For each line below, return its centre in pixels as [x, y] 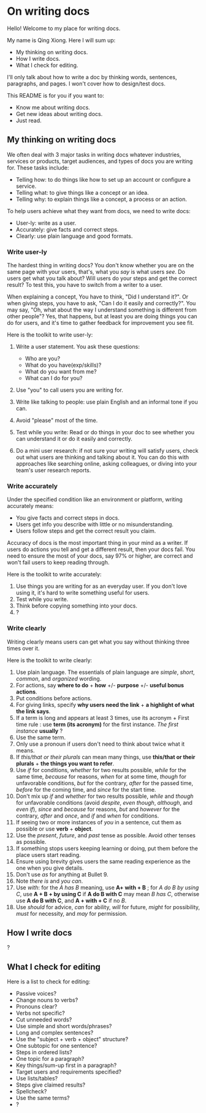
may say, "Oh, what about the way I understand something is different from [102, 310]
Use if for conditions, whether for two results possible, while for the [101, 770]
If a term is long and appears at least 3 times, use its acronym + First [102, 717]
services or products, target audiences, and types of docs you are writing [100, 161]
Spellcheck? [31, 1092]
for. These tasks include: [38, 168]
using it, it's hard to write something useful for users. [82, 593]
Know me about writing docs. [53, 107]
